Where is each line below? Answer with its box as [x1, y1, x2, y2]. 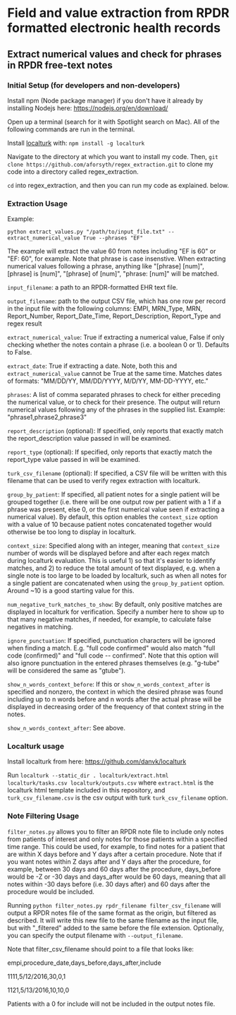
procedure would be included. [7, 887, 95, 896]
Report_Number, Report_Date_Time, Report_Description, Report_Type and [7, 312, 221, 321]
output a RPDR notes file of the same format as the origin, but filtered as [7, 908, 217, 917]
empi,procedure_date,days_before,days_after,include [7, 958, 162, 967]
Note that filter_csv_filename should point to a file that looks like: [7, 944, 194, 953]
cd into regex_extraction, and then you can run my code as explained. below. [7, 181, 230, 189]
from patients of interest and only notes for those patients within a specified [7, 835, 228, 843]
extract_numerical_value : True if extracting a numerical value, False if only [7, 333, 225, 342]
